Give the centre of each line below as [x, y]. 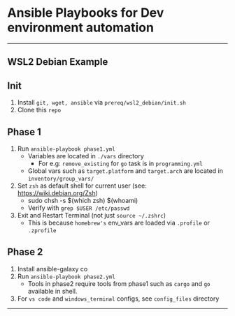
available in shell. [52, 291]
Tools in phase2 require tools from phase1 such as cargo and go [119, 283]
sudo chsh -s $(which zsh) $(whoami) [83, 200]
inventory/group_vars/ [61, 179]
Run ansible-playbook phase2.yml [66, 276]
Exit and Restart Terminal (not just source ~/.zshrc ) [92, 215]
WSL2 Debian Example [58, 62]
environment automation [80, 28]
